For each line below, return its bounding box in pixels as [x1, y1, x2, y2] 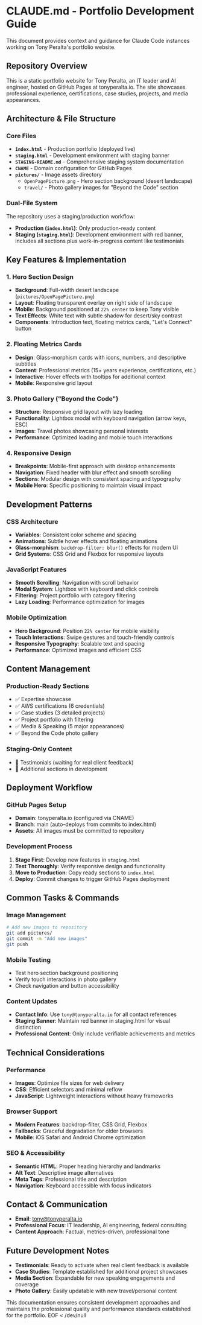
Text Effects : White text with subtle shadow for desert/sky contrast [14, 312, 183, 319]
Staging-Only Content [6, 745, 72, 754]
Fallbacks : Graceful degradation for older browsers [14, 1127, 144, 1135]
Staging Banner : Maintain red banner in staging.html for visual [14, 1017, 171, 1025]
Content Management [6, 664, 90, 674]
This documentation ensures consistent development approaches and [6, 1299, 180, 1306]
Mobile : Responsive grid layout [14, 379, 93, 387]
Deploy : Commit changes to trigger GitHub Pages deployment [14, 875, 170, 882]
